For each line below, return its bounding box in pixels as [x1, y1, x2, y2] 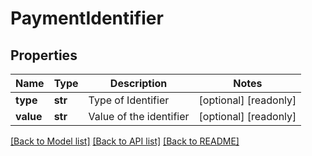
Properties [10, 47, 78, 64]
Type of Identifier [88, 93, 170, 107]
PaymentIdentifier [10, 7, 164, 30]
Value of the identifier [88, 110, 190, 123]
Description [109, 77, 168, 90]
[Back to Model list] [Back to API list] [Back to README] [10, 135, 240, 147]
